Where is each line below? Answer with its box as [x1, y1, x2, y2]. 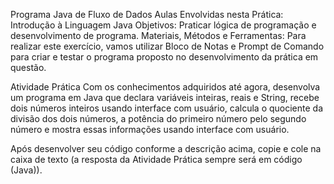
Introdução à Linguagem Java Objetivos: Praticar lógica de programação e [10, 19, 317, 31]
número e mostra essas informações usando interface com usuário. [10, 124, 290, 135]
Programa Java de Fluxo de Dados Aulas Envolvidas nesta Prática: [10, 9, 284, 20]
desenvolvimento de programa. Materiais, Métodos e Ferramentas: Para [10, 30, 307, 41]
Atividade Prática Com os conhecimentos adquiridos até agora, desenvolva [10, 81, 321, 93]
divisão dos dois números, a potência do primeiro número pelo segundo [10, 113, 307, 124]
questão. [10, 62, 47, 73]
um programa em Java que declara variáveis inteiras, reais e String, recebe [10, 92, 320, 103]
